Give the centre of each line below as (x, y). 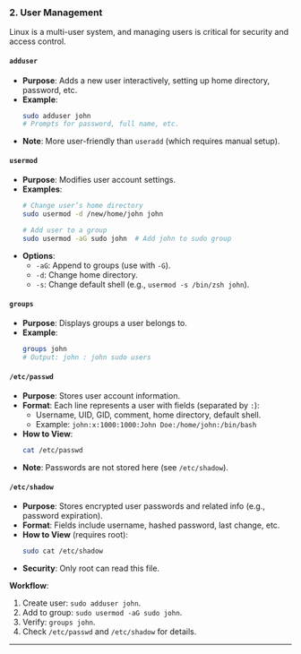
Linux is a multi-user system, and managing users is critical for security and (149, 32)
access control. (38, 41)
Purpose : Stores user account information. (101, 396)
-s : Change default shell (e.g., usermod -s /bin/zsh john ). (142, 284)
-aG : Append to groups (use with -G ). (103, 265)
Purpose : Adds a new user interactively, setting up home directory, (146, 80)
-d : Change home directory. (87, 274)
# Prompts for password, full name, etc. (100, 124)
